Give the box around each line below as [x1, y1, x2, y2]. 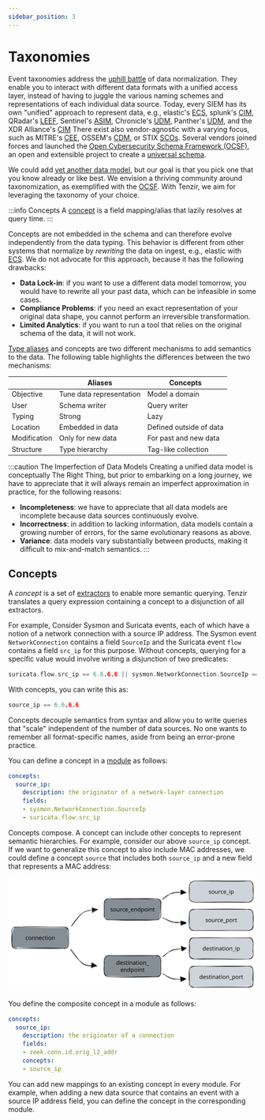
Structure [11, 444, 43, 454]
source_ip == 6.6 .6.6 [8, 700, 80, 709]
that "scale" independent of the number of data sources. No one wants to [8, 723, 247, 733]
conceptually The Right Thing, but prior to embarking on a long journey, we [8, 470, 252, 480]
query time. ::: [8, 213, 54, 223]
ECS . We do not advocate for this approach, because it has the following [8, 254, 244, 264]
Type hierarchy [58, 444, 108, 454]
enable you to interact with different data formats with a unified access [8, 82, 238, 92]
